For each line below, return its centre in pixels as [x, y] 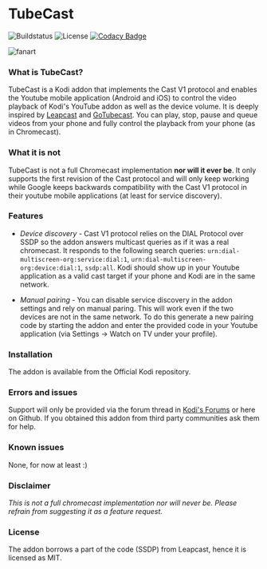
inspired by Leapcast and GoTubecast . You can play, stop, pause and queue [133, 115]
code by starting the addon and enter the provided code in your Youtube [139, 325]
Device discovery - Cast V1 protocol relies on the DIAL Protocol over [132, 233]
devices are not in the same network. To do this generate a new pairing [136, 317]
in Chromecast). [35, 132]
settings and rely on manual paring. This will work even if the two [126, 308]
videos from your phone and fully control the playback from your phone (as [132, 124]
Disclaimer [29, 485]
